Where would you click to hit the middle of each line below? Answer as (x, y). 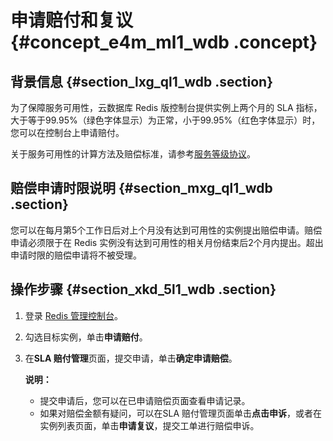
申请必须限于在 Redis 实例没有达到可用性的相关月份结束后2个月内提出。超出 (167, 242)
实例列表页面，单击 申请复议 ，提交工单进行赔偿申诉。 (149, 425)
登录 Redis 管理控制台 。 (73, 315)
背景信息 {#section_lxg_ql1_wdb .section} (142, 81)
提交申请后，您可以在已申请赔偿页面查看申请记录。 (145, 400)
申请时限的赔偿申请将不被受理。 (76, 255)
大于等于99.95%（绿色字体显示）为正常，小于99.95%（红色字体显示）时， (165, 120)
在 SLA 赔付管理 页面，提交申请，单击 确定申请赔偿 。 (131, 358)
